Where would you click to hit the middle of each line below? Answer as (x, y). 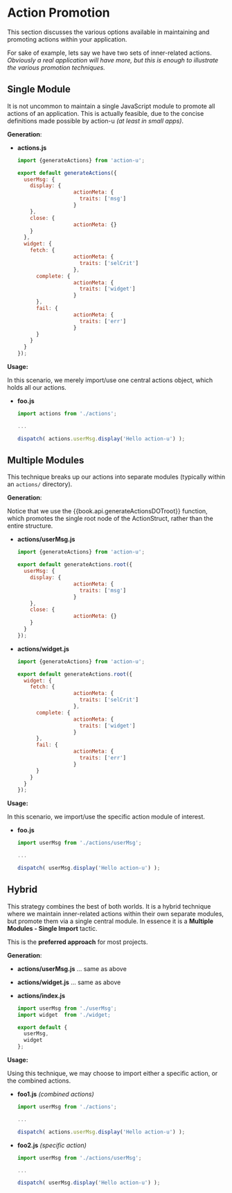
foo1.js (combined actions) (56, 1094)
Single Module (39, 89)
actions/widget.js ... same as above (69, 982)
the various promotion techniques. (56, 67)
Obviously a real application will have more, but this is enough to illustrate (113, 60)
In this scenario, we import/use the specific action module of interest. (106, 817)
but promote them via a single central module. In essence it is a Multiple (110, 921)
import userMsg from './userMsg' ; (67, 1008)
